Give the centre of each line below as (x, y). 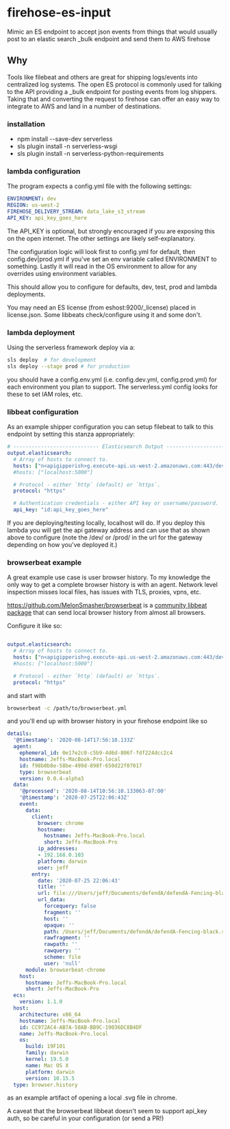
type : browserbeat (46, 772)
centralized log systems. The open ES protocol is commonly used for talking (115, 84)
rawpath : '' (61, 944)
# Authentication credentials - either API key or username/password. (116, 503)
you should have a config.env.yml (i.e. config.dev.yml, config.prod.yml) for (112, 380)
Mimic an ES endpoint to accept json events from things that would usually (112, 32)
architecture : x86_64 (50, 1014)
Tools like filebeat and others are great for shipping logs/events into (102, 77)
